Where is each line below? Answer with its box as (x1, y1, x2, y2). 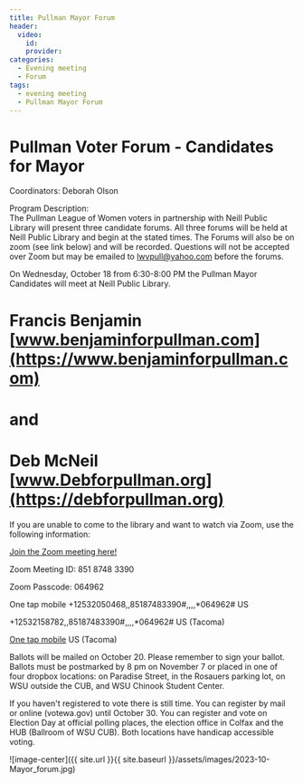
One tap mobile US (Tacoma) (9, 634, 118, 645)
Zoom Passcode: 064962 (9, 581, 104, 592)
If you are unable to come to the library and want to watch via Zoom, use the (9, 519, 294, 530)
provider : (25, 47, 63, 56)
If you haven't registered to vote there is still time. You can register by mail (9, 698, 286, 709)
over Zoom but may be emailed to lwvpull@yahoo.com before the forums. (9, 251, 284, 263)
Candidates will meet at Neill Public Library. (9, 278, 171, 290)
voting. (9, 736, 35, 747)
